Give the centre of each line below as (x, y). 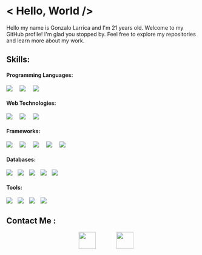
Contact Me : (31, 221)
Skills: (18, 60)
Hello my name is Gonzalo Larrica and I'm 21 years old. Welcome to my (95, 27)
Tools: (14, 187)
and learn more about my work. (45, 41)
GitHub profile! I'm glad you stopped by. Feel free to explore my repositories (101, 34)
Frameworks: (23, 131)
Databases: (21, 159)
